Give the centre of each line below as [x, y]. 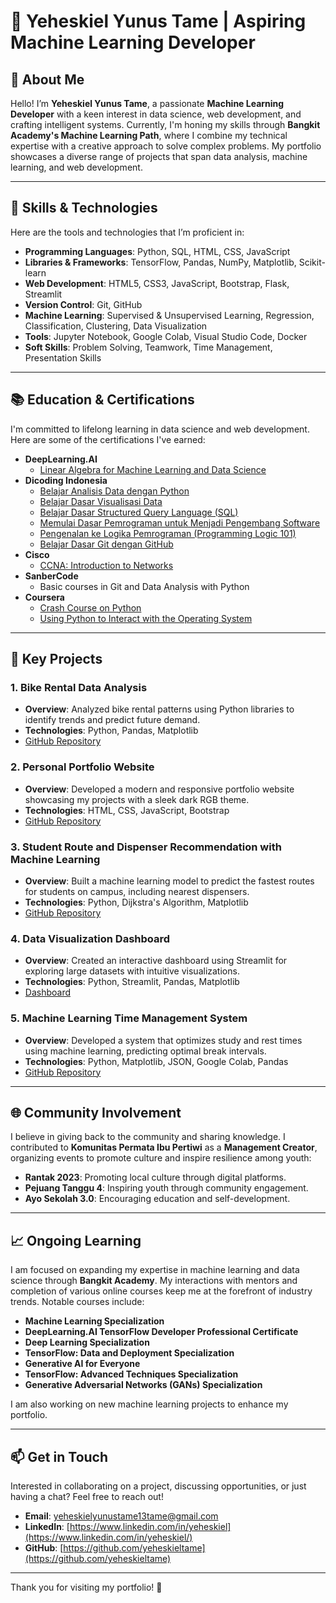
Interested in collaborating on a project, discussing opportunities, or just [158, 1486]
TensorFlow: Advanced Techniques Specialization [131, 1374]
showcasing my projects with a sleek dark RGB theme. [137, 799]
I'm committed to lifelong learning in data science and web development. [160, 429]
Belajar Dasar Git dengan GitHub [106, 544]
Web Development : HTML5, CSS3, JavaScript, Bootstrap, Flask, [157, 283]
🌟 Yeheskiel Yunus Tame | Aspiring [158, 21]
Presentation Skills [63, 357]
